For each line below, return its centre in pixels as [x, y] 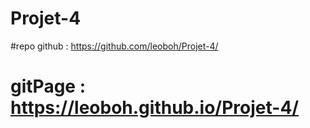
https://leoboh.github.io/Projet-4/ [155, 108]
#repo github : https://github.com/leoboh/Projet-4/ [114, 46]
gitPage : [48, 86]
